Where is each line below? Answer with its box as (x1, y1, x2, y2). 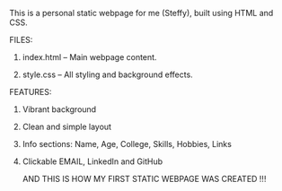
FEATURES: (9, 87, 52, 97)
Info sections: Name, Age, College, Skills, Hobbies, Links (22, 139, 232, 149)
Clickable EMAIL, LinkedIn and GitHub (22, 156, 163, 167)
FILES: (9, 35, 33, 45)
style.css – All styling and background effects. (22, 69, 193, 80)
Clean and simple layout (22, 121, 112, 132)
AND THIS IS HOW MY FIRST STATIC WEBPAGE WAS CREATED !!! (22, 174, 267, 184)
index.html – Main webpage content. (22, 52, 157, 62)
